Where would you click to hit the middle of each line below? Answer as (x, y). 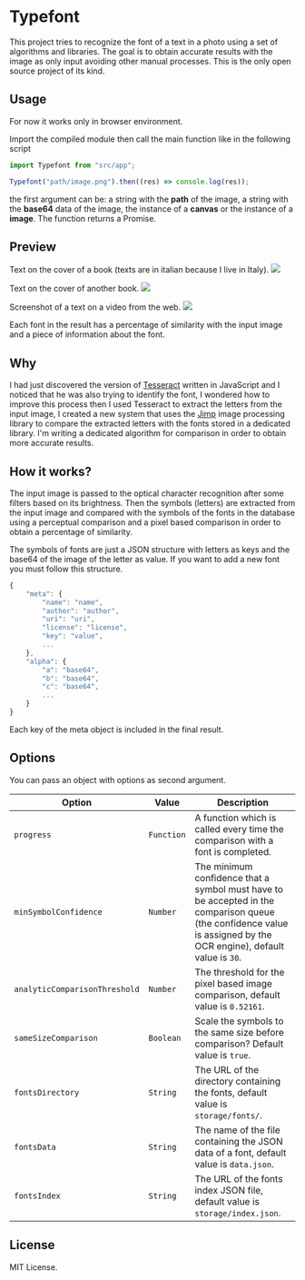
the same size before (239, 1032)
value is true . (223, 1055)
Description (243, 802)
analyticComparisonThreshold (77, 989)
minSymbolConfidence (58, 912)
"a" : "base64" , (71, 670)
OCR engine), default (239, 946)
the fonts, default (231, 1092)
